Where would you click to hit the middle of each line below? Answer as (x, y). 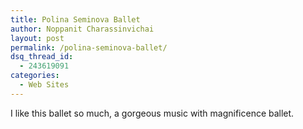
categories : (35, 76)
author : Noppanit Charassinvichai (82, 29)
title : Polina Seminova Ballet (75, 19)
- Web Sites (44, 85)
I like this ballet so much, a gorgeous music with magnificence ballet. (152, 113)
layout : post (37, 38)
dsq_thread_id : (42, 57)
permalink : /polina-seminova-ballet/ (89, 47)
